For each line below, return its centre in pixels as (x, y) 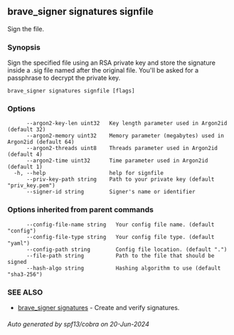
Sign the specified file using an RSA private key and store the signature (111, 63)
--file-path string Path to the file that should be (120, 255)
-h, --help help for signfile (89, 174)
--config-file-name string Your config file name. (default (120, 224)
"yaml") (19, 243)
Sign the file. (26, 28)
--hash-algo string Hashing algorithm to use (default (123, 268)
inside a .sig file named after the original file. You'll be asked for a (103, 70)
